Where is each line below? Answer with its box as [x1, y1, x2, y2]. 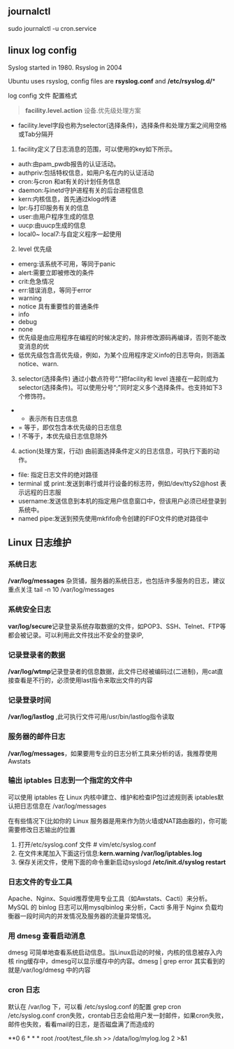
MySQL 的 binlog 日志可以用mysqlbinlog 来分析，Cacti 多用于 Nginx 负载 [8, 903, 217, 912]
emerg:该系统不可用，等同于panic [17, 259, 116, 268]
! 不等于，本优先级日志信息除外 [17, 431, 108, 440]
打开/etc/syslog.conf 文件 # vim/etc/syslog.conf [17, 840, 156, 848]
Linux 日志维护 [8, 536, 72, 549]
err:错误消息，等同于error [17, 285, 92, 294]
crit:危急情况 [17, 277, 54, 285]
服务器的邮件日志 [8, 732, 66, 742]
